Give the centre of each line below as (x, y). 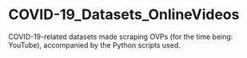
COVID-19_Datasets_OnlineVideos (124, 15)
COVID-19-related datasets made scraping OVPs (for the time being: (121, 37)
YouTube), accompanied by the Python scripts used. (95, 44)
